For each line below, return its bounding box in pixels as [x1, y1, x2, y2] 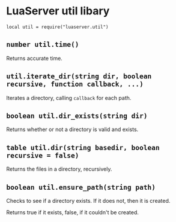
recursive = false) [6, 151, 79, 160]
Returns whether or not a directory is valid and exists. [6, 126, 139, 133]
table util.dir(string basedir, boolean [6, 143, 160, 152]
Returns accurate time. [6, 54, 63, 62]
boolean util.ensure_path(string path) [6, 183, 156, 191]
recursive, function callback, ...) [6, 80, 144, 89]
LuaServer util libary [6, 4, 110, 18]
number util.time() [6, 40, 79, 49]
